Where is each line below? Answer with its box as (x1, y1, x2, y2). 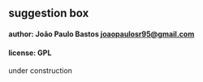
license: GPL (8, 48, 52, 58)
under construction (8, 66, 73, 76)
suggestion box (8, 6, 89, 20)
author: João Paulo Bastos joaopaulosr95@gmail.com (8, 28, 195, 39)
